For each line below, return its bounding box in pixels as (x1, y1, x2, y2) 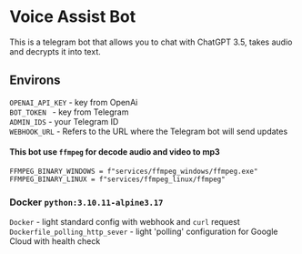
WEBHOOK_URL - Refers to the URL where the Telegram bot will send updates (9, 126, 288, 137)
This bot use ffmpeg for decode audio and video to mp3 (9, 147, 220, 157)
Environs (9, 73, 61, 88)
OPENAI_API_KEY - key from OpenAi (9, 97, 138, 107)
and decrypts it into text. (9, 46, 102, 56)
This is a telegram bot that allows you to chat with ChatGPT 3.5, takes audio (9, 36, 293, 47)
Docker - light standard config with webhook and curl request (9, 217, 241, 228)
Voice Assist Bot (9, 6, 136, 27)
